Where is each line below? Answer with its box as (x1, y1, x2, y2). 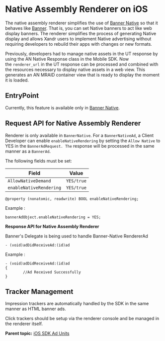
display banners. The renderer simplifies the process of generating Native (5, 30, 157, 36)
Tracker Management (5, 287, 74, 296)
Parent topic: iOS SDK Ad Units (5, 331, 70, 337)
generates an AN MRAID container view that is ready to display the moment (5, 72, 160, 78)
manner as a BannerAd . (5, 148, 51, 154)
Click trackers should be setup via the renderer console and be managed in (5, 316, 160, 322)
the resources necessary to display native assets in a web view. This (5, 66, 146, 73)
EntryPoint (5, 91, 39, 100)
